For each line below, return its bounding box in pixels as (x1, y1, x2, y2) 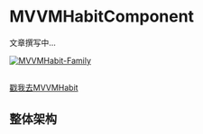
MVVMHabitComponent (9, 6, 195, 27)
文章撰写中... (9, 37, 57, 48)
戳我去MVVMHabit (9, 83, 78, 94)
